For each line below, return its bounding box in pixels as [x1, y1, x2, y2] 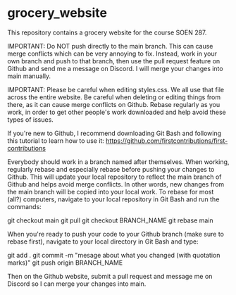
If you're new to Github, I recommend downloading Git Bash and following [7, 129, 222, 137]
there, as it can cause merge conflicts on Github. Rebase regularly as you [7, 100, 221, 108]
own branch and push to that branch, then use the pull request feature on [7, 56, 221, 65]
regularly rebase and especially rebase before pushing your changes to [7, 165, 215, 173]
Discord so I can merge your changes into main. [7, 280, 147, 288]
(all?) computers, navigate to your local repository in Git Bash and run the [7, 195, 220, 203]
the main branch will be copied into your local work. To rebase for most [7, 187, 214, 196]
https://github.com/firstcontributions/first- [105, 136, 228, 145]
